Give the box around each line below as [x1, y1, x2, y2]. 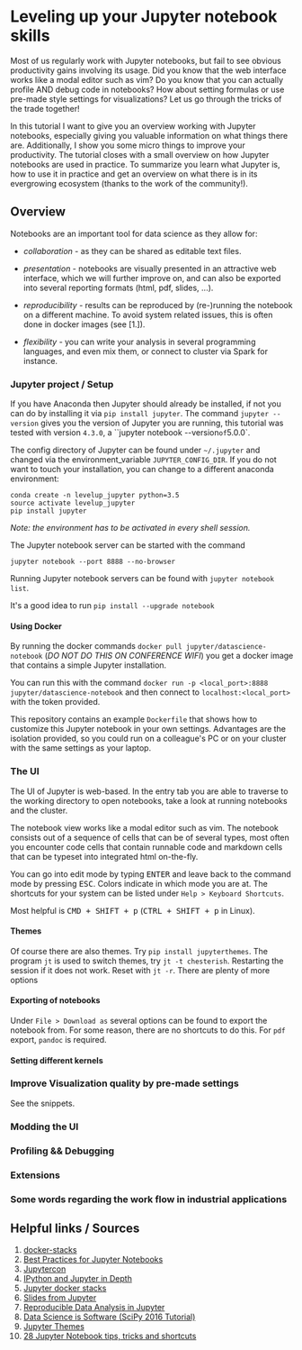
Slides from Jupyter [22, 1292, 97, 1303]
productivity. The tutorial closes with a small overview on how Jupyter [10, 149, 270, 160]
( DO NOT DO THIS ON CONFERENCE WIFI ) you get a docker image [44, 651, 294, 661]
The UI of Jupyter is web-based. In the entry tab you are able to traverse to [10, 786, 289, 797]
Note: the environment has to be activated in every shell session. [10, 523, 251, 534]
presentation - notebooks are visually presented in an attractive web [22, 263, 277, 274]
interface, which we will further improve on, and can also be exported [22, 272, 281, 283]
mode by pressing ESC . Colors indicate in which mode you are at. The [10, 878, 268, 889]
